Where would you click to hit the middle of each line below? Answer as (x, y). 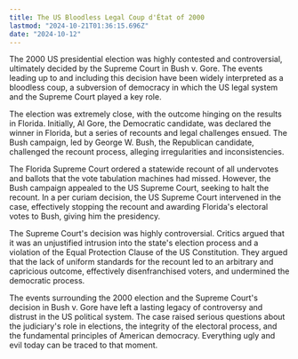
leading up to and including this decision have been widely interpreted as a (146, 78)
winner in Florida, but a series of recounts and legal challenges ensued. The (148, 133)
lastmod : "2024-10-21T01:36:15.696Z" (79, 26)
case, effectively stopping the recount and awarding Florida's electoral (139, 207)
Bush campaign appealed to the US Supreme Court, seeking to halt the (139, 188)
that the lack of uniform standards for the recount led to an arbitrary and (141, 262)
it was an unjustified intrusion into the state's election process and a (134, 243)
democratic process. (47, 281)
